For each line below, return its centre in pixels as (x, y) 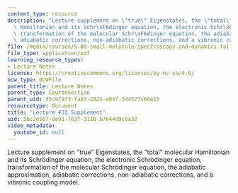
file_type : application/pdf (49, 54)
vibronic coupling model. (44, 182)
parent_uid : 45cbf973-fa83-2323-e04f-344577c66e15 (84, 100)
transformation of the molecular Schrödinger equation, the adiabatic (107, 168)
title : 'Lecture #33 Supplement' (57, 112)
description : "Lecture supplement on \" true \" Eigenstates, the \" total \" (120, 21)
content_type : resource (42, 14)
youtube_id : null (39, 132)
